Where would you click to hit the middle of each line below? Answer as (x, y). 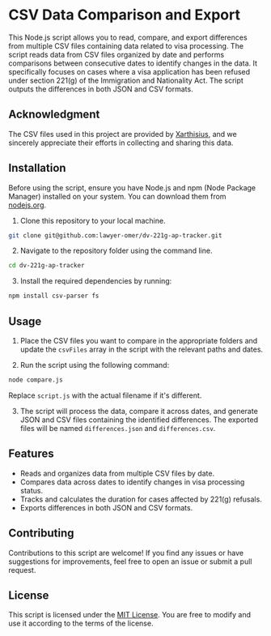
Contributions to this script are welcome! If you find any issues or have (126, 553)
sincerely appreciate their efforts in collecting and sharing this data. (121, 143)
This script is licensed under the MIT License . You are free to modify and (130, 615)
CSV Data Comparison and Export (125, 15)
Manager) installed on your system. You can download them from (117, 196)
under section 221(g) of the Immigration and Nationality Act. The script (126, 80)
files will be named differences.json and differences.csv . (118, 428)
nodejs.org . (28, 205)
